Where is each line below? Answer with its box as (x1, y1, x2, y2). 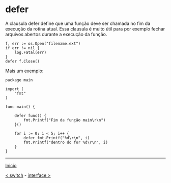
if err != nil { (5, 45, 40, 50)
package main (5, 77, 33, 82)
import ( (5, 86, 24, 91)
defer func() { (14, 113, 47, 118)
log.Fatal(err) (14, 50, 47, 55)
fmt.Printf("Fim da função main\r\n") (23, 117, 106, 123)
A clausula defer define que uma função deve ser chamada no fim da (5, 20, 151, 26)
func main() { (5, 104, 36, 109)
